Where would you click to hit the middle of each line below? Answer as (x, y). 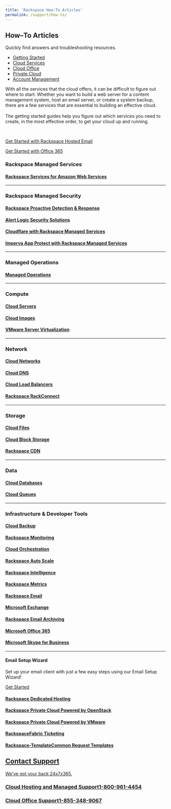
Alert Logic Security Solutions (38, 220)
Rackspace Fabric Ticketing (35, 734)
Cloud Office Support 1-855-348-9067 (54, 800)
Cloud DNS (17, 373)
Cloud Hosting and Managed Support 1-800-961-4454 (74, 787)
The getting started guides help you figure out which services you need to (83, 116)
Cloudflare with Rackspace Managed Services (55, 231)
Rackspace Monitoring (30, 537)
